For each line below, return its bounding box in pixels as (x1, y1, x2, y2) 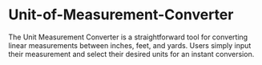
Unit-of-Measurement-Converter (8, 6, 234, 24)
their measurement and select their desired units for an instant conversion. (8, 49, 255, 59)
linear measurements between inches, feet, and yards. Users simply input (8, 40, 252, 50)
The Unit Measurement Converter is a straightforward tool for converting (8, 32, 248, 42)
